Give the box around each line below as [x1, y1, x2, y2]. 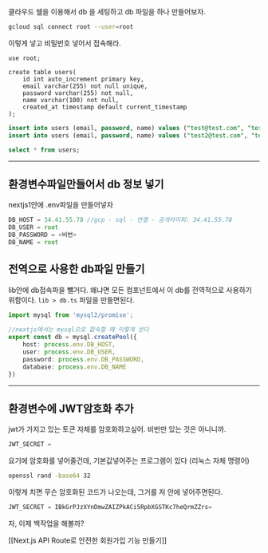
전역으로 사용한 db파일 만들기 [8, 263, 145, 276]
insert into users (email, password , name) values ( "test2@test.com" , [8, 131, 248, 140]
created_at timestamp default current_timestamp [22, 103, 187, 111]
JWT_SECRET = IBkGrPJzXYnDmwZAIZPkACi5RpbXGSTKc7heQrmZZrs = [8, 504, 213, 512]
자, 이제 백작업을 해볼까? [8, 518, 85, 528]
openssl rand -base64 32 [8, 472, 91, 480]
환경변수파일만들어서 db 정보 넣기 [8, 177, 164, 191]
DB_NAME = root [8, 238, 59, 246]
